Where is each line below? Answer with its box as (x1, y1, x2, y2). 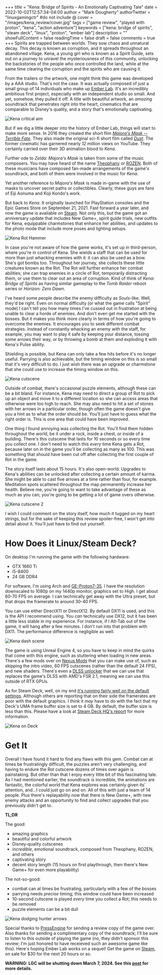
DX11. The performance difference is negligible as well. (5, 628, 115, 634)
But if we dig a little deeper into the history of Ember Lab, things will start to (5, 125, 156, 131)
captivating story (12, 857, 46, 862)
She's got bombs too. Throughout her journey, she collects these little (5, 260, 145, 266)
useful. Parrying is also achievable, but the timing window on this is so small (5, 356, 157, 362)
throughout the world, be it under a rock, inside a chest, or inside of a (5, 431, 144, 437)
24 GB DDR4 (12, 573, 38, 579)
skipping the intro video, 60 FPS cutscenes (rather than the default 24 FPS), (5, 663, 157, 669)
